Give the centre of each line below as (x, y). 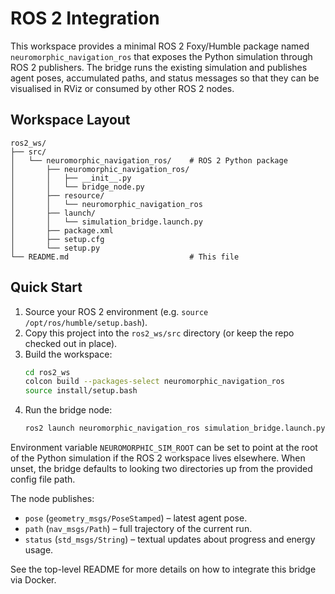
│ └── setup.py (55, 248)
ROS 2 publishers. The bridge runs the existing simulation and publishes (159, 67)
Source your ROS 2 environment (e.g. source (116, 311)
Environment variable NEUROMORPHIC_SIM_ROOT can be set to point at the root (164, 448)
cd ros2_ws (47, 372)
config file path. (43, 479)
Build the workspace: (68, 354)
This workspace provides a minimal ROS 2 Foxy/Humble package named (160, 46)
